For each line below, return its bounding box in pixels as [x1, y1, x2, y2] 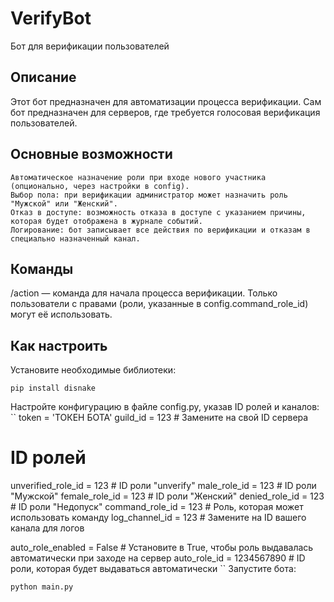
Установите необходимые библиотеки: [10, 364, 177, 376]
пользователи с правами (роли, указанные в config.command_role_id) [10, 298, 309, 310]
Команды [10, 260, 74, 277]
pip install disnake [10, 383, 97, 394]
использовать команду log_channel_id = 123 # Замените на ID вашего [10, 512, 307, 524]
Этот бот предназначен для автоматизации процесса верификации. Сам [10, 95, 322, 107]
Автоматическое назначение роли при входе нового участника [10, 172, 267, 182]
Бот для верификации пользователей [10, 40, 170, 52]
